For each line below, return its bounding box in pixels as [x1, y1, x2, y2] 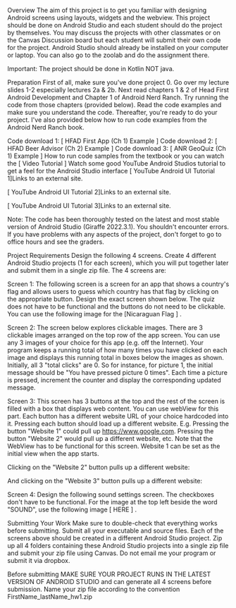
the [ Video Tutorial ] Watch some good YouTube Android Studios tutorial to [7, 159, 226, 168]
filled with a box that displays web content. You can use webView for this [7, 404, 219, 413]
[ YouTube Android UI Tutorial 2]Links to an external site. [7, 188, 171, 196]
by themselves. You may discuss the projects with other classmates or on [7, 28, 221, 37]
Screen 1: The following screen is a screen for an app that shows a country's [7, 280, 230, 288]
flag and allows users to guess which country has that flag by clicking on [7, 287, 219, 295]
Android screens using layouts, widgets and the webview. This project [7, 13, 211, 22]
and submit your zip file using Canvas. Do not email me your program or [7, 549, 216, 557]
